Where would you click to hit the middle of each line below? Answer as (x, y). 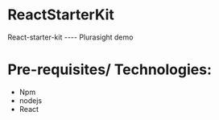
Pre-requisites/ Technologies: (110, 70)
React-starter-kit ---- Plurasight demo (70, 37)
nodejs (30, 100)
